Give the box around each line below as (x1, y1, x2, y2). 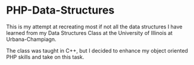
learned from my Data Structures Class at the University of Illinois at (6, 29, 173, 36)
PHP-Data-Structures (6, 4, 115, 17)
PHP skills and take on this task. (6, 53, 85, 60)
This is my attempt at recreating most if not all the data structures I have (6, 23, 183, 30)
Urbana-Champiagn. (6, 35, 57, 43)
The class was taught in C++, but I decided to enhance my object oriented (6, 47, 189, 54)
